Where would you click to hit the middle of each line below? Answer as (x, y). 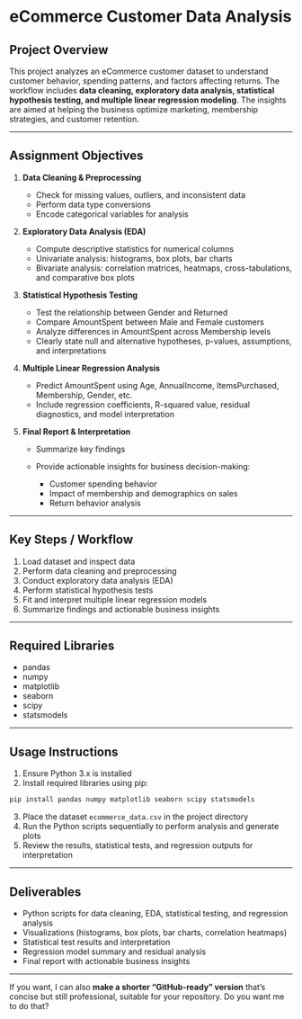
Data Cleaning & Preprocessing (82, 177)
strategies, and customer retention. (74, 119)
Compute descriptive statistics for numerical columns (135, 248)
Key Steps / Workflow (71, 540)
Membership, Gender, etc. (84, 395)
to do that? (29, 1006)
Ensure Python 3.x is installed (77, 773)
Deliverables (45, 892)
